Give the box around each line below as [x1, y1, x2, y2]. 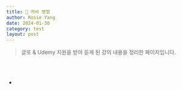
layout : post [6, 31, 39, 37]
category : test [6, 25, 45, 32]
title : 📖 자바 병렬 [6, 8, 50, 15]
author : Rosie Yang [6, 14, 56, 21]
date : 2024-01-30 [6, 20, 50, 26]
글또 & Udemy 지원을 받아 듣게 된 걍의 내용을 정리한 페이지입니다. [21, 49, 177, 56]
